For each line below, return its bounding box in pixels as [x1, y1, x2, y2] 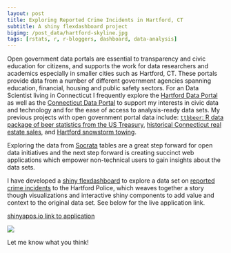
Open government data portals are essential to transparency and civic [7, 54, 206, 63]
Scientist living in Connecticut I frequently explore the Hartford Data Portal [7, 91, 219, 100]
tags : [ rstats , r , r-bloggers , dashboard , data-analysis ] [7, 36, 177, 43]
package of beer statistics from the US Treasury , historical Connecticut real [7, 121, 222, 129]
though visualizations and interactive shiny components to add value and [7, 191, 215, 200]
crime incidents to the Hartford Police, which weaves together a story [7, 184, 205, 192]
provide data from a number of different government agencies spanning [7, 77, 212, 85]
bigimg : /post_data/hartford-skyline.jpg [7, 29, 128, 37]
